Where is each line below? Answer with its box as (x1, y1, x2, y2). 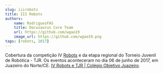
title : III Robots (5, 12, 43, 17)
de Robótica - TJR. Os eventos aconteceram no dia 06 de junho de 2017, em (5, 57, 158, 63)
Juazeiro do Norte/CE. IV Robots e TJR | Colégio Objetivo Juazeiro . (5, 62, 140, 68)
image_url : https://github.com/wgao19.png (14, 35, 102, 39)
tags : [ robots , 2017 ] (5, 39, 49, 44)
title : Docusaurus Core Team (14, 25, 73, 30)
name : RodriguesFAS (14, 20, 54, 26)
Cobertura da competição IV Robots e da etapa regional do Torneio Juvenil (5, 52, 156, 58)
